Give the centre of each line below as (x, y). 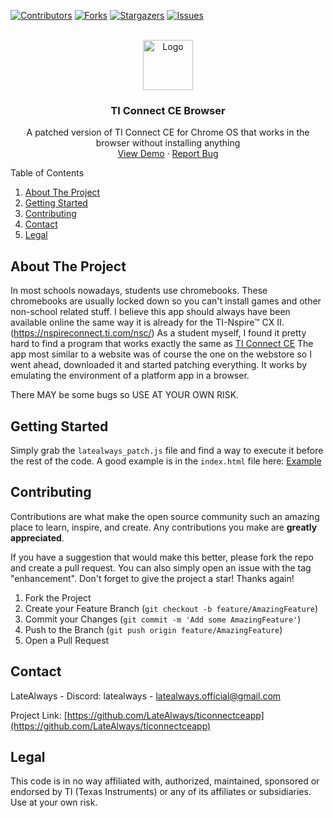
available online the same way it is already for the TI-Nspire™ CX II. (147, 322)
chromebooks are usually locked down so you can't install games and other (166, 301)
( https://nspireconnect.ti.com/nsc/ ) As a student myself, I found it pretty (158, 333)
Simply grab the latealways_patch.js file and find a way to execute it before (167, 450)
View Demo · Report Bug (168, 154)
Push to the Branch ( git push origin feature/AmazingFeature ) (153, 629)
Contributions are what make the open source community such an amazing (165, 516)
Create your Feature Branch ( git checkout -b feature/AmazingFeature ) (171, 608)
